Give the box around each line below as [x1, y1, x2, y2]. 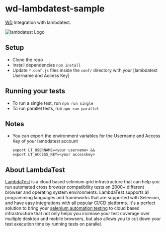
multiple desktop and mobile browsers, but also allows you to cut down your [5, 216, 162, 222]
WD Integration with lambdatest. [5, 19, 71, 25]
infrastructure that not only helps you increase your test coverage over [5, 211, 150, 217]
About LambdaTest [5, 165, 66, 174]
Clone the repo [12, 57, 43, 63]
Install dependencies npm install [12, 62, 81, 68]
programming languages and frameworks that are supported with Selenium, [5, 195, 161, 201]
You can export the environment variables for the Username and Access [12, 133, 161, 139]
